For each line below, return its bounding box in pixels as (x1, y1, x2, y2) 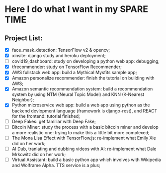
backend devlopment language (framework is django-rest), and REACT (11, 108, 158, 114)
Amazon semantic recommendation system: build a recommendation (11, 86, 153, 92)
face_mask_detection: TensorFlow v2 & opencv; (11, 47, 110, 53)
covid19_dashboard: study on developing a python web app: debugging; (11, 58, 160, 64)
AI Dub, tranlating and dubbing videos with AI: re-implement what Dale (11, 146, 157, 152)
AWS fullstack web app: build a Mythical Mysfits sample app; (11, 70, 137, 76)
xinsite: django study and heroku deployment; (11, 53, 106, 59)
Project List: (4, 34, 43, 42)
